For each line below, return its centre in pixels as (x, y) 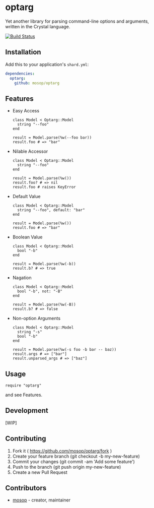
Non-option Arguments (36, 319)
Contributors (26, 488)
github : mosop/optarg (37, 83)
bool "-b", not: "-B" (40, 291)
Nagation (22, 278)
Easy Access (26, 111)
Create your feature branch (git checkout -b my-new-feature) (76, 456)
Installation (23, 52)
